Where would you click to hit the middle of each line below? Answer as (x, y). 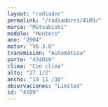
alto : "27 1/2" (29, 73)
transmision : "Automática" (47, 53)
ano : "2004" (25, 40)
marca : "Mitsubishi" (38, 27)
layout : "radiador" (36, 14)
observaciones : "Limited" (45, 86)
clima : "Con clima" (36, 66)
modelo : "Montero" (34, 33)
